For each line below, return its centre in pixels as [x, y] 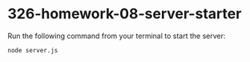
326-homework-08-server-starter [125, 14]
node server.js [33, 50]
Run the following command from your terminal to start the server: [117, 36]
